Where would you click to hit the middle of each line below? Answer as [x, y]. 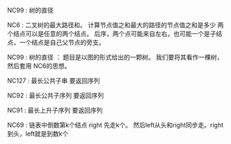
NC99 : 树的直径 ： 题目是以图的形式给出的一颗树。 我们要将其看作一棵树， [115, 57]
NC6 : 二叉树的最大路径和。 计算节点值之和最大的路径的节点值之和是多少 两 [115, 25]
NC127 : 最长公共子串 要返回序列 [54, 81]
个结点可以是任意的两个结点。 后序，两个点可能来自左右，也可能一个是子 [112, 34]
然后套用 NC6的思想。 [39, 66]
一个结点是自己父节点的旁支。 [62, 42]
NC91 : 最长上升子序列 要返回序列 [55, 110]
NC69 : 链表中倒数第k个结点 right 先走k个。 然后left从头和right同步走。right [115, 125]
